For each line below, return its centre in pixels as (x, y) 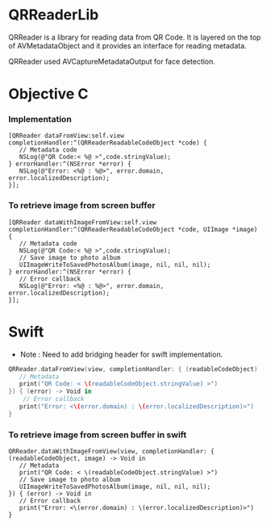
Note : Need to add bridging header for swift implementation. (121, 354)
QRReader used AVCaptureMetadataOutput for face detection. (112, 61)
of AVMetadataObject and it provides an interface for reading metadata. (128, 45)
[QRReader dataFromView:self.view (67, 136)
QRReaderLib (54, 15)
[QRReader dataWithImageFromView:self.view (83, 222)
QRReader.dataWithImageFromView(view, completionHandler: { (112, 452)
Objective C (48, 94)
